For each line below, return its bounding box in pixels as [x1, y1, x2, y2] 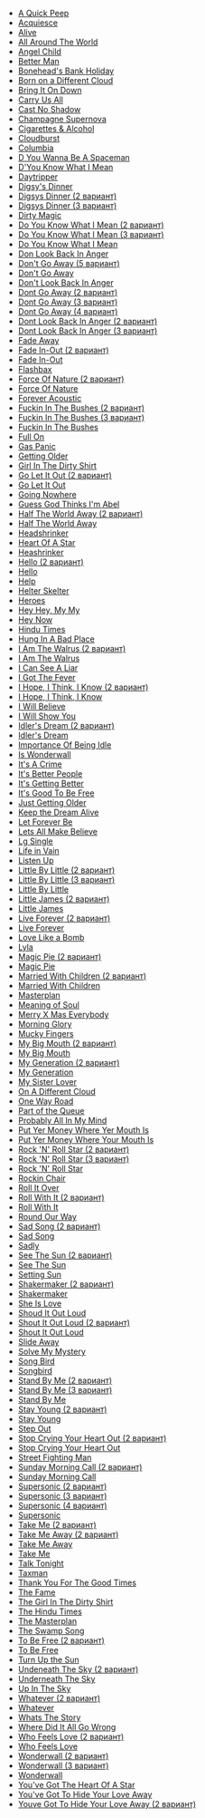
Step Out [17, 1423, 51, 1434]
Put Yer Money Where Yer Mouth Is [17, 1125, 149, 1136]
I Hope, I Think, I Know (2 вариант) [17, 682, 149, 692]
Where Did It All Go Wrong [17, 1722, 116, 1732]
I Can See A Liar [17, 662, 79, 673]
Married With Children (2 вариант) [17, 971, 147, 982]
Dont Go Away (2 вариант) [17, 287, 118, 297]
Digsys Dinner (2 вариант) [17, 190, 117, 201]
